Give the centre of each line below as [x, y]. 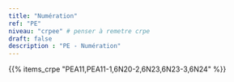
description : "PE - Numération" [65, 46]
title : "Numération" [43, 16]
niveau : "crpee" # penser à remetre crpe [79, 31]
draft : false [30, 39]
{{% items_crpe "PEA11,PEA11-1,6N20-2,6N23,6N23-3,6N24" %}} [117, 69]
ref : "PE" [25, 24]
